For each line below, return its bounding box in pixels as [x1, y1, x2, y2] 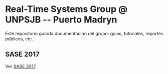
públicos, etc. [5, 36, 34, 42]
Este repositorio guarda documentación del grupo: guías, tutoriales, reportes [5, 30, 163, 36]
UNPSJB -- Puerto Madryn [5, 14, 117, 25]
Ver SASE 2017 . [5, 63, 37, 69]
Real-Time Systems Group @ [5, 3, 128, 15]
